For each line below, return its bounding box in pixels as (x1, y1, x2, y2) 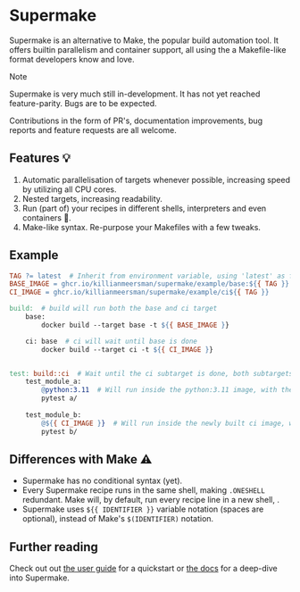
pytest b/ (41, 427, 78, 436)
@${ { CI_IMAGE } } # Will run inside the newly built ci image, (41, 419, 286, 428)
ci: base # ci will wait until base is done (25, 337, 198, 346)
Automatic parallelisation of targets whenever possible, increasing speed (21, 174, 290, 185)
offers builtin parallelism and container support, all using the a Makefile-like (9, 44, 287, 54)
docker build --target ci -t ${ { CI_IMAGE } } (41, 345, 214, 354)
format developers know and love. (9, 54, 136, 64)
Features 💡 (9, 151, 71, 166)
